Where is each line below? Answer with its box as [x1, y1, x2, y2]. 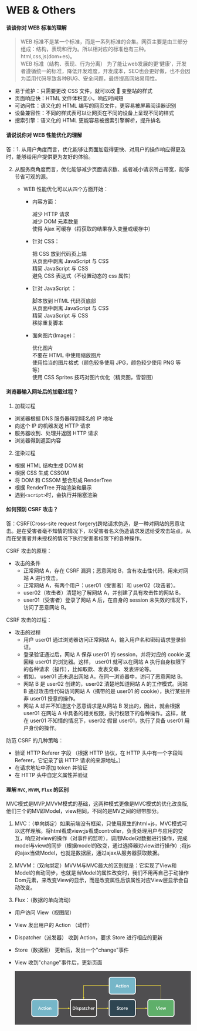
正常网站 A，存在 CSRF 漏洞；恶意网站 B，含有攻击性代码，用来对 [23, 567, 184, 574]
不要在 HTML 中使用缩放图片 [32, 351, 101, 359]
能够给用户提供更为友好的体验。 [16, 153, 94, 160]
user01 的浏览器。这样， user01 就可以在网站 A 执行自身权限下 [35, 658, 186, 665]
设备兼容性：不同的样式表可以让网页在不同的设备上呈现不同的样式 [14, 109, 174, 116]
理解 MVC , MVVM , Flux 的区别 [6, 786, 69, 793]
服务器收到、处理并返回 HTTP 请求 [14, 429, 98, 436]
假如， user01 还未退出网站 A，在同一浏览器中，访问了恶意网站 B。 [23, 673, 186, 680]
